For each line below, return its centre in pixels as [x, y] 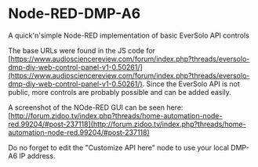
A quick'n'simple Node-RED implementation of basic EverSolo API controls [129, 35]
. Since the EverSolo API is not [191, 84]
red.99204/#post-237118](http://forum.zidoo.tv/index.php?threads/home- [127, 124]
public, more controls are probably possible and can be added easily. [120, 92]
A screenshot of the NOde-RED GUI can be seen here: [96, 107]
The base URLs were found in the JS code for [82, 50]
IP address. [37, 156]
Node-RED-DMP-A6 [74, 14]
